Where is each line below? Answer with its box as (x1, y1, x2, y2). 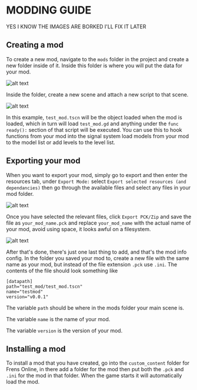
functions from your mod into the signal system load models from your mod (6, 132, 189, 139)
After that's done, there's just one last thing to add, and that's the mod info (6, 248, 187, 255)
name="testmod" (6, 289, 44, 295)
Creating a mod (6, 40, 64, 50)
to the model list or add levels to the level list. (6, 139, 116, 146)
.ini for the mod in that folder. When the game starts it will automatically (6, 372, 182, 379)
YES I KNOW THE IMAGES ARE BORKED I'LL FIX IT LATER (6, 23, 146, 30)
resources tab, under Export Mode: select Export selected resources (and (6, 178, 186, 185)
